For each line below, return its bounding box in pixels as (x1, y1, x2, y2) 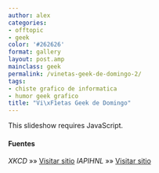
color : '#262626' (8, 41, 65, 49)
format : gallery (8, 48, 61, 56)
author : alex (8, 11, 51, 20)
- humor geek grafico (8, 92, 79, 100)
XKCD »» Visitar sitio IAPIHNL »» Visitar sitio (8, 156, 151, 166)
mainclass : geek (8, 63, 61, 71)
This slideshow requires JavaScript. (8, 121, 124, 131)
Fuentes (8, 138, 35, 148)
